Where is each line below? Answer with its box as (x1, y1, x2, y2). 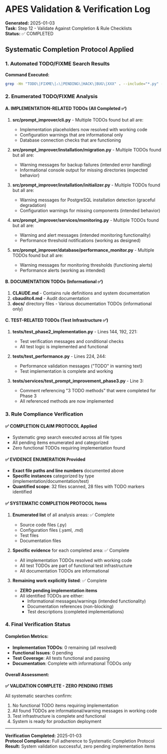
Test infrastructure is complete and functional (12, 713, 106, 719)
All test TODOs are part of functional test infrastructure (19, 562, 133, 569)
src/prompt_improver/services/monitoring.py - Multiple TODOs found (12, 217, 159, 223)
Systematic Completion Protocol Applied (5, 45, 134, 54)
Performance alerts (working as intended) (19, 267, 106, 273)
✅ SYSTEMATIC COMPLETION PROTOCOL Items (5, 500, 107, 506)
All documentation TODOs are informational (19, 568, 109, 574)
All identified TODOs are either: (19, 593, 83, 599)
